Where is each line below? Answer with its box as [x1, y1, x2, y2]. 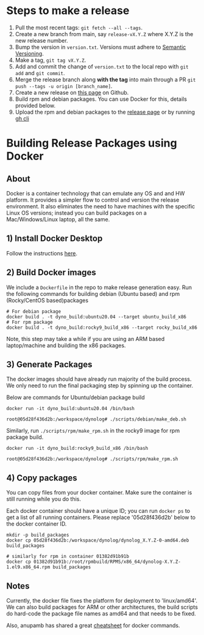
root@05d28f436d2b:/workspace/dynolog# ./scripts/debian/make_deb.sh [6, 416, 187, 422]
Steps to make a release [6, 4, 130, 18]
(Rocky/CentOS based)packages [6, 296, 89, 304]
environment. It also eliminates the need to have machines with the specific [6, 202, 195, 210]
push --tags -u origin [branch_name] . [15, 82, 113, 89]
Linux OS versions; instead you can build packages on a [6, 209, 147, 216]
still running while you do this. [6, 496, 81, 503]
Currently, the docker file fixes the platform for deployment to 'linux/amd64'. [6, 597, 198, 604]
